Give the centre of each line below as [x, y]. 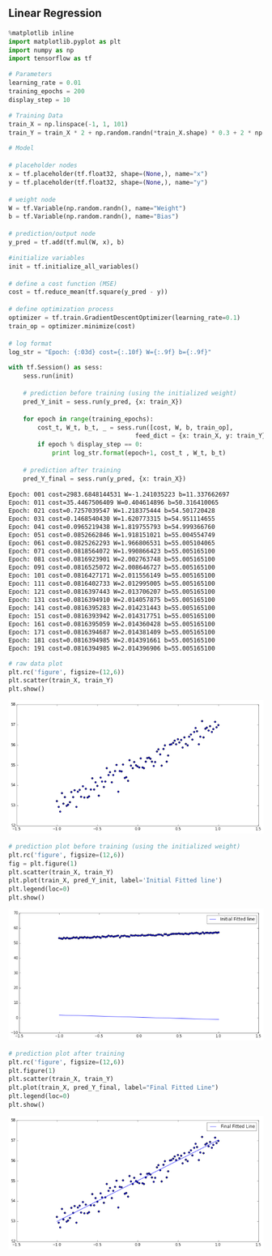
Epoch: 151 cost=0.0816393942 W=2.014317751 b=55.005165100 [112, 616]
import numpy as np [41, 50]
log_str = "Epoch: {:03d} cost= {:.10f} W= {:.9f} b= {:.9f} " [110, 352]
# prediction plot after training [67, 1053]
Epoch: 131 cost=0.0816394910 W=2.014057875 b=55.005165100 [112, 600]
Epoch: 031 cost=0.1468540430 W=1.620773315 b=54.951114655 [112, 519]
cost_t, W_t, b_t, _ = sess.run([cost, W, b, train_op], [135, 427]
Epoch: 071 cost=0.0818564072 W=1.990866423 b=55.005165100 [112, 551]
